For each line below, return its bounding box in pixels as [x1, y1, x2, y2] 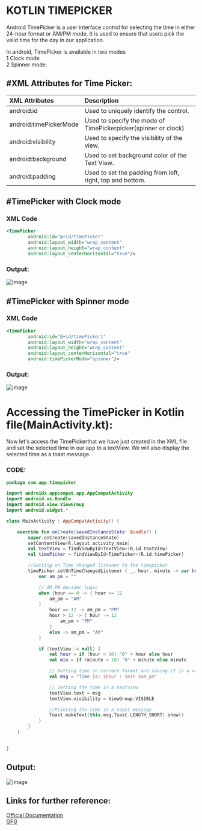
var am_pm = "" [38, 573, 77, 579]
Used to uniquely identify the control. [84, 106, 189, 115]
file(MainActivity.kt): [6, 418, 113, 431]
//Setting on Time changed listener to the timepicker [28, 562, 168, 568]
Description [84, 96, 119, 104]
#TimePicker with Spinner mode [6, 296, 129, 307]
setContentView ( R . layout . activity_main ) [28, 540, 130, 546]
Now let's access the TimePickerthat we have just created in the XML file [6, 438, 188, 445]
